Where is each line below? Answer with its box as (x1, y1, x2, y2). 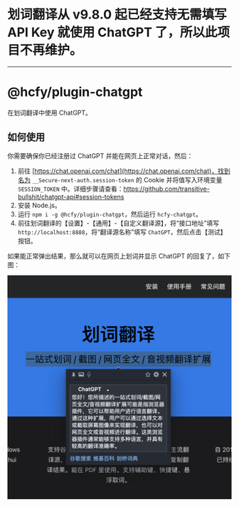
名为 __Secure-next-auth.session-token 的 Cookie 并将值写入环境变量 (17, 175, 223, 184)
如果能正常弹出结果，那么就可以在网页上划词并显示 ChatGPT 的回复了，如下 (7, 251, 231, 260)
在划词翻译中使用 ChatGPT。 (7, 108, 92, 117)
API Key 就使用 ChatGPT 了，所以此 (7, 24, 218, 41)
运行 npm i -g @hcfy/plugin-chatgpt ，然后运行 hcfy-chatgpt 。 (17, 209, 203, 218)
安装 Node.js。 (17, 201, 62, 209)
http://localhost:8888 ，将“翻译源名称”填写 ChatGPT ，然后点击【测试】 (17, 227, 227, 236)
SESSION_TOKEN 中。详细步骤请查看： (17, 184, 124, 193)
